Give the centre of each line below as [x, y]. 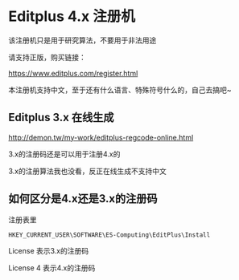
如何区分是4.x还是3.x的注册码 [83, 199]
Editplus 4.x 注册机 [72, 16]
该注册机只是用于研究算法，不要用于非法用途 [82, 40]
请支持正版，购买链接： [47, 57]
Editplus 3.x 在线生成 [61, 118]
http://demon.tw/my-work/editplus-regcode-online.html [101, 137]
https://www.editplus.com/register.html [73, 73]
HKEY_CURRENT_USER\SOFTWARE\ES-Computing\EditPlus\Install [109, 235]
